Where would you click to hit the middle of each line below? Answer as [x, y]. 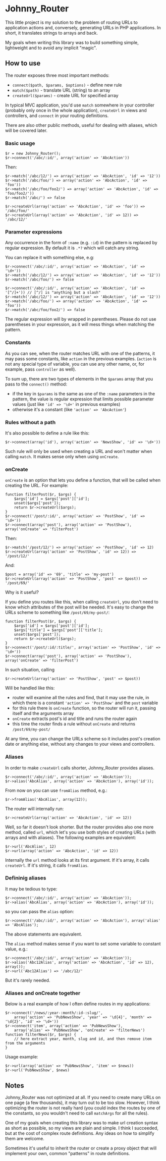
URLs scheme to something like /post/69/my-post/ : [57, 612]
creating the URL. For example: [37, 486]
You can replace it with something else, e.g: [50, 258]
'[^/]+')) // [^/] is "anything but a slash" [53, 293]
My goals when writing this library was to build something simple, [72, 42]
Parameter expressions [34, 232]
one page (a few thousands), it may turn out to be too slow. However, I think [83, 1103]
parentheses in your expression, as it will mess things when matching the [80, 325]
